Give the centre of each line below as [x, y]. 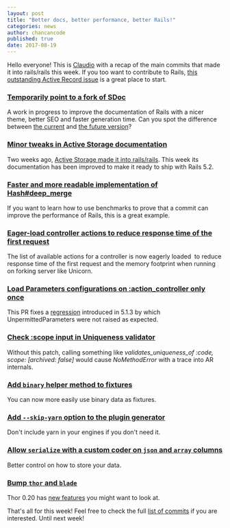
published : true [30, 39]
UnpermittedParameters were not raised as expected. [83, 320]
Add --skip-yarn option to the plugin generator [86, 417]
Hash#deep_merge [40, 193]
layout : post [26, 13]
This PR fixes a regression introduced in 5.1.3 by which [84, 312]
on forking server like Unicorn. [50, 271]
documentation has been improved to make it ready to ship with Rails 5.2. [111, 167]
